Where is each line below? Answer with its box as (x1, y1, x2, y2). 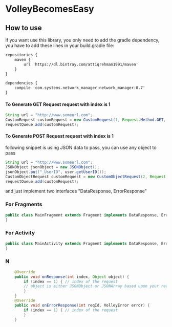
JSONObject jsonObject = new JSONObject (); (5, 164, 100, 169)
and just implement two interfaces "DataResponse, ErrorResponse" (5, 188, 147, 194)
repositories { (5, 52, 38, 57)
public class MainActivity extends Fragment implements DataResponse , (5, 241, 159, 246)
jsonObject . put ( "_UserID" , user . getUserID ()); (5, 169, 106, 175)
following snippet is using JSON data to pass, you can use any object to (5, 144, 157, 151)
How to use (5, 24, 42, 32)
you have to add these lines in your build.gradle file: (5, 42, 114, 49)
